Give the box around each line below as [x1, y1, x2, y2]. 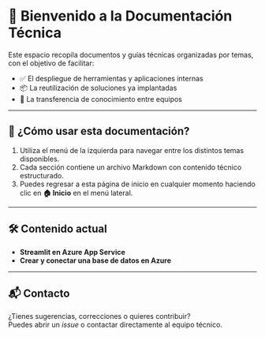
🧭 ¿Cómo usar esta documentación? [8, 125, 190, 138]
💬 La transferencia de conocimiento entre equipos [19, 94, 183, 103]
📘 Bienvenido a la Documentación [8, 7, 233, 25]
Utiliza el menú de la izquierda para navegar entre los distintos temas [19, 145, 244, 155]
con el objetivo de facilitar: [8, 58, 95, 68]
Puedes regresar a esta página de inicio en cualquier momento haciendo [19, 179, 256, 189]
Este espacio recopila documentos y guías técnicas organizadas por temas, [8, 50, 254, 59]
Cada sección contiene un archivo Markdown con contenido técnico [19, 162, 242, 172]
